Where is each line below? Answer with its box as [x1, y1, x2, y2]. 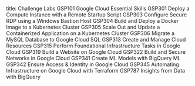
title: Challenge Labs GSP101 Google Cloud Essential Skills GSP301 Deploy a [6, 5, 190, 12]
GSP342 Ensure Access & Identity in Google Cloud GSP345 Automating [6, 61, 179, 68]
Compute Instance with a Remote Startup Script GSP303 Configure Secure [6, 11, 187, 18]
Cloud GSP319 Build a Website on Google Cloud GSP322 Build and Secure [6, 49, 186, 55]
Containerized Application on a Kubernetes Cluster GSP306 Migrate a [6, 30, 175, 37]
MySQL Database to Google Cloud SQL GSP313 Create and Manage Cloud [6, 36, 186, 43]
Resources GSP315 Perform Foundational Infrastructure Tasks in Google [6, 42, 180, 49]
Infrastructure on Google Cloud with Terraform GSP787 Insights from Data [6, 67, 186, 74]
